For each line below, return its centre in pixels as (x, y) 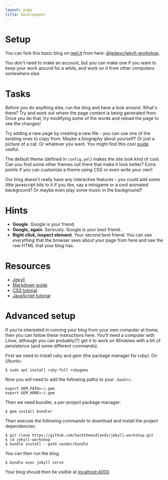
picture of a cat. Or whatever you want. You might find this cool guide (77, 144)
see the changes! (23, 124)
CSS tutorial (25, 290)
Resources (28, 266)
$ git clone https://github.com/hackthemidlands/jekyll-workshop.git (79, 435)
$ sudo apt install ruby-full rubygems (47, 370)
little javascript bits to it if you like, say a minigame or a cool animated (77, 185)
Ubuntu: (14, 361)
